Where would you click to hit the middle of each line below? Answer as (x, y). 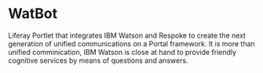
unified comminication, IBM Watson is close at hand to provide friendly (122, 52)
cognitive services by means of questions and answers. (98, 60)
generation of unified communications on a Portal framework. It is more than (131, 43)
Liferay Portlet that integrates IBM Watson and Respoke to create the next (127, 35)
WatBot (33, 14)
